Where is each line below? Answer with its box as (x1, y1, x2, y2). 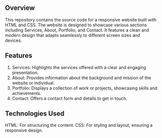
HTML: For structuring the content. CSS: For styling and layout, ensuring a (5, 122, 153, 128)
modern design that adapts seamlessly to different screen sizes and (5, 32, 140, 38)
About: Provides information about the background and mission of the (12, 75, 151, 81)
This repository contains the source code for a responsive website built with (5, 17, 157, 22)
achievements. (12, 90, 42, 96)
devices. (5, 37, 22, 43)
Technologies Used (5, 109, 64, 118)
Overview (5, 4, 35, 12)
